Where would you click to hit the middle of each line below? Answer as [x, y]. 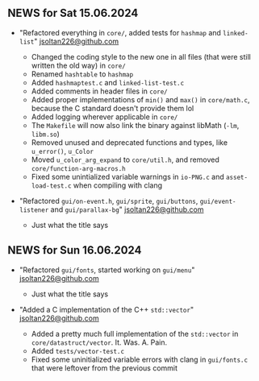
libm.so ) [45, 134]
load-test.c [51, 186]
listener [34, 210]
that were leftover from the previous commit [104, 368]
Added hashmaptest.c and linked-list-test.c [108, 82]
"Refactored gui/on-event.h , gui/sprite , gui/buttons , [109, 201]
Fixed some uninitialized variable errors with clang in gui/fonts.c [139, 359]
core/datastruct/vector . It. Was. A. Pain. [99, 342]
